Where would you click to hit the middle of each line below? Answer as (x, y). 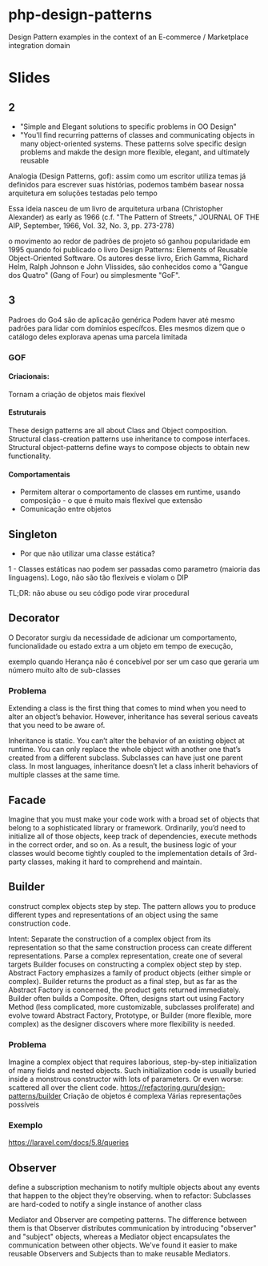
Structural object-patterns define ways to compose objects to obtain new (129, 448)
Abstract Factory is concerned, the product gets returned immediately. (125, 990)
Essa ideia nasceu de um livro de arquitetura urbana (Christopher (116, 208)
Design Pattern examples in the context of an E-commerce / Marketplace (129, 37)
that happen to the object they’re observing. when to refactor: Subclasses (130, 1196)
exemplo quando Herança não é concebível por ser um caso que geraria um (134, 661)
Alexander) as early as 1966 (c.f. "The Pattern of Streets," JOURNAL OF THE (134, 217)
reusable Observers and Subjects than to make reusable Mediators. (119, 1254)
